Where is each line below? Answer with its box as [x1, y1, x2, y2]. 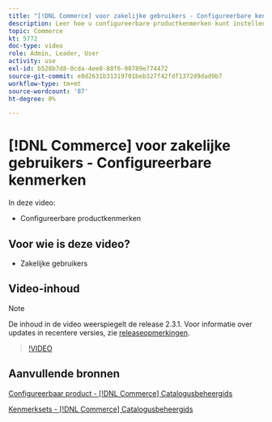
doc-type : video [8, 42, 63, 50]
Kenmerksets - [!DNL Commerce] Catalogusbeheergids [8, 404, 193, 414]
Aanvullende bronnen [8, 367, 120, 381]
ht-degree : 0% [8, 95, 57, 103]
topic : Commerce [8, 27, 63, 35]
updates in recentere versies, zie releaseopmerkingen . [8, 327, 190, 337]
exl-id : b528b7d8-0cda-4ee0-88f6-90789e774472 [8, 65, 168, 73]
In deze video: [8, 198, 56, 207]
